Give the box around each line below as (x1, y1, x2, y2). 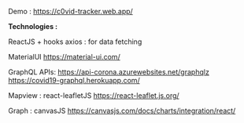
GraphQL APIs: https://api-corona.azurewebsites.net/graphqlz (8, 67, 210, 77)
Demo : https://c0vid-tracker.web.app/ (8, 7, 134, 16)
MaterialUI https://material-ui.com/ (8, 52, 120, 61)
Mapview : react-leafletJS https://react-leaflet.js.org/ (8, 91, 179, 100)
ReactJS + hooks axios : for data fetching (8, 37, 142, 46)
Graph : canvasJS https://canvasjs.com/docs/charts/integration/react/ (8, 106, 236, 115)
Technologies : (8, 22, 58, 31)
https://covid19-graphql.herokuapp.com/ (8, 76, 140, 85)
